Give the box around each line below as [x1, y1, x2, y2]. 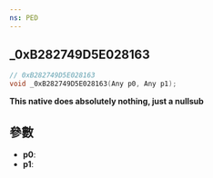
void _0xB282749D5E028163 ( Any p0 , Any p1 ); [9, 79, 177, 89]
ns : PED [9, 13, 39, 23]
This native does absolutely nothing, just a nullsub [9, 96, 205, 107]
